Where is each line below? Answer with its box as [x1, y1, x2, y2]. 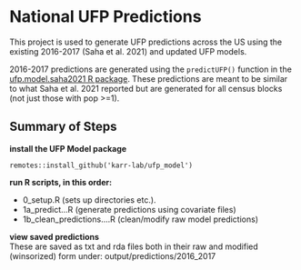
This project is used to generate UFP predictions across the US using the [9, 36, 283, 47]
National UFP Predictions [9, 6, 202, 27]
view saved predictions [9, 231, 100, 242]
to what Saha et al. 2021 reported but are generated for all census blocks [9, 83, 283, 94]
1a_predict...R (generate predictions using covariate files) [22, 204, 236, 215]
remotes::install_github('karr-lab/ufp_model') [9, 161, 194, 170]
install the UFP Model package [9, 143, 127, 154]
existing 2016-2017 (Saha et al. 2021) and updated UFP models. [9, 45, 247, 56]
